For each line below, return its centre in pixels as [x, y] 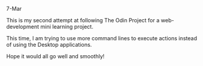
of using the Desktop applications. [49, 45]
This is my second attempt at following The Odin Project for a [83, 20]
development [23, 27]
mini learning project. [67, 27]
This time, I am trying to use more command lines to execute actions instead [102, 38]
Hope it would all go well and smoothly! [56, 56]
